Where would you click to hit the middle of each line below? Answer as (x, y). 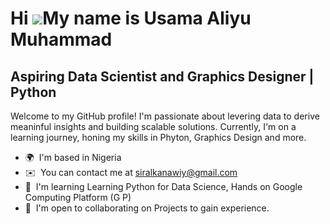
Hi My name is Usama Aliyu (131, 18)
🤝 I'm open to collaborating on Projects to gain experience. (147, 208)
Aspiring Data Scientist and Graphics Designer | (162, 76)
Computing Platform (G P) (78, 197)
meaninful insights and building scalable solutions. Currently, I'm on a (153, 126)
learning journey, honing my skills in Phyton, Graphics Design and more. (158, 137)
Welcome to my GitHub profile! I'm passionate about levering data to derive (165, 116)
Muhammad (61, 39)
